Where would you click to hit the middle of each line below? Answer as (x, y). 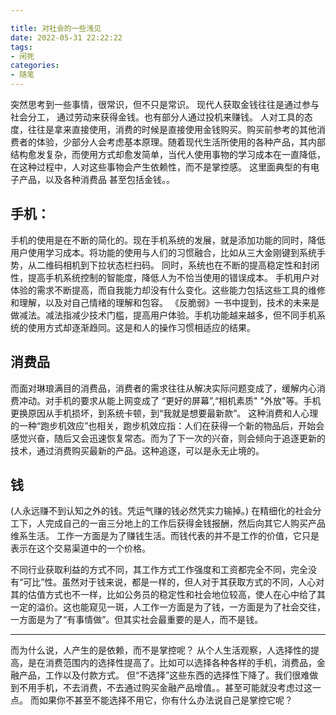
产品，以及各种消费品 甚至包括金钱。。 (96, 179)
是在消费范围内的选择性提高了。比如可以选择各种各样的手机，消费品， (172, 663)
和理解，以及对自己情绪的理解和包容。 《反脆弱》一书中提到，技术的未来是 (165, 302)
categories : (35, 66)
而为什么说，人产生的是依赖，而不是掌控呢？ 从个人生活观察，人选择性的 (160, 650)
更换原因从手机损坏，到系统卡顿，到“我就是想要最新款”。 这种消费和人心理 (164, 413)
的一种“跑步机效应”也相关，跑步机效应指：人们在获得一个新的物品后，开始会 (167, 425)
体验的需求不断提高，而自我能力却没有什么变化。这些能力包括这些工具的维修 (168, 290)
